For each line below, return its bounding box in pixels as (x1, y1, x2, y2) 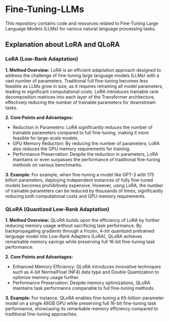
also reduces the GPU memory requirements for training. (12, 146, 131, 152)
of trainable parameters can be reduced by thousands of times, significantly (5, 188, 163, 194)
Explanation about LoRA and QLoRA (5, 40, 120, 49)
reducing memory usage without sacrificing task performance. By (5, 222, 142, 228)
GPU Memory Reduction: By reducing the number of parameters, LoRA (12, 140, 160, 146)
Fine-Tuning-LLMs (5, 4, 84, 15)
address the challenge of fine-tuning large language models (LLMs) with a (5, 72, 159, 78)
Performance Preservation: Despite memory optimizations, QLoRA (12, 280, 150, 286)
